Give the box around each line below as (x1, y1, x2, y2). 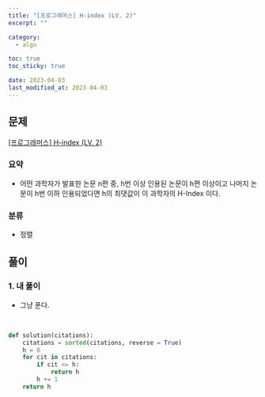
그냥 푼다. (19, 300, 50, 309)
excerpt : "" (8, 19, 47, 27)
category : (8, 33, 41, 41)
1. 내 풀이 (8, 281, 41, 292)
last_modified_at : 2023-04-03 (8, 84, 108, 92)
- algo (15, 40, 37, 48)
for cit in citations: (22, 354, 97, 361)
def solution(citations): (8, 331, 93, 339)
